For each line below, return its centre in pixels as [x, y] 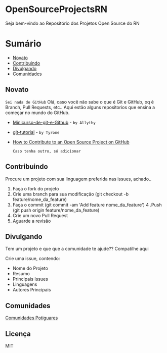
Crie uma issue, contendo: [33, 259]
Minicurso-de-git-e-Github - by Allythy [54, 122]
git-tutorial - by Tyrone [36, 132]
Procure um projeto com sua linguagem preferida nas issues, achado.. [78, 179]
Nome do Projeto [30, 268]
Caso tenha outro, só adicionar [47, 151]
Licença [18, 334]
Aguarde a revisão [32, 221]
